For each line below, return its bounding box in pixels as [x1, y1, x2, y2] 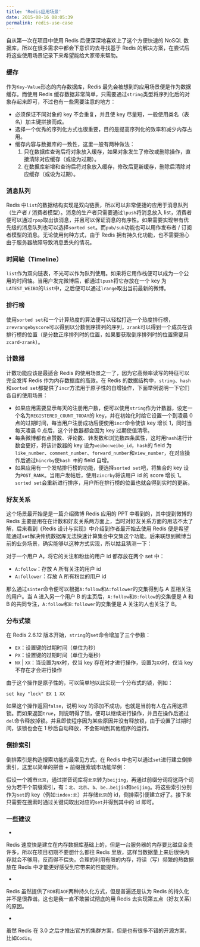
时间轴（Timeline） [6, 255, 62, 263]
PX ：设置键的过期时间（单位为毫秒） [14, 651, 104, 659]
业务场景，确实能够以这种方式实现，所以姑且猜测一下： [16, 540, 152, 547]
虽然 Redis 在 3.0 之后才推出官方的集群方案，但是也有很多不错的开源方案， [6, 927, 190, 934]
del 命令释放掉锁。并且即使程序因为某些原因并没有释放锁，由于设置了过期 [6, 717, 186, 724]
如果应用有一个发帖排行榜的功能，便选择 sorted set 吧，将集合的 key [14, 464, 183, 471]
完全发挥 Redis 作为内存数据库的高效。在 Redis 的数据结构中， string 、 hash [6, 377, 191, 384]
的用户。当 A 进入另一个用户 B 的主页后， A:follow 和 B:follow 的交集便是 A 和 [6, 593, 193, 600]
